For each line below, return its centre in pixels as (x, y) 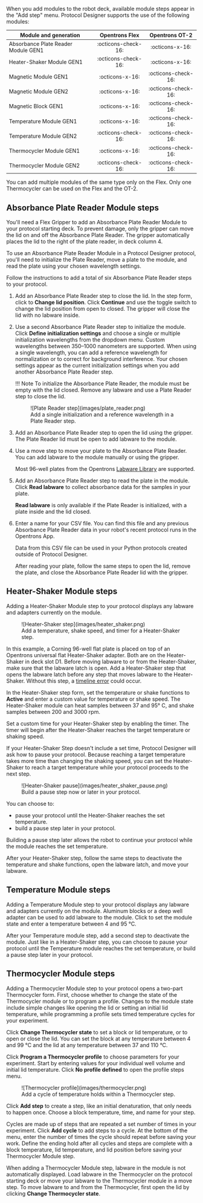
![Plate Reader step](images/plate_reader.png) (88, 408)
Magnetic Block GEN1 (36, 106)
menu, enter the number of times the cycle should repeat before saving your (101, 1137)
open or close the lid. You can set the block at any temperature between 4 (98, 1039)
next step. (19, 774)
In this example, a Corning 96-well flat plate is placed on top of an (88, 649)
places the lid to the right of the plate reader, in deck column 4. (85, 242)
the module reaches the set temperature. (57, 846)
